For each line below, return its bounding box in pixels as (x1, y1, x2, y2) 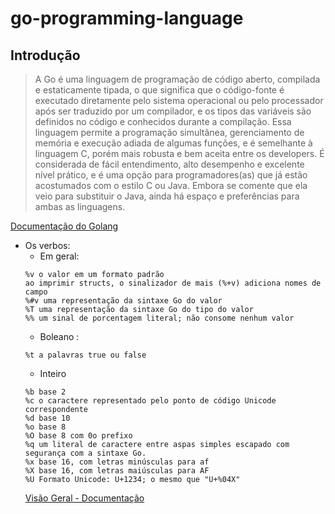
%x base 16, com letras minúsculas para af (24, 457, 210, 467)
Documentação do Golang (10, 220, 119, 232)
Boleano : (39, 331, 80, 342)
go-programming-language (10, 7, 244, 30)
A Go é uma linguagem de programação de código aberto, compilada (34, 73, 321, 85)
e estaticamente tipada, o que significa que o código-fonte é (34, 84, 285, 96)
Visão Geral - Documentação (24, 492, 145, 504)
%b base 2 (24, 387, 67, 397)
